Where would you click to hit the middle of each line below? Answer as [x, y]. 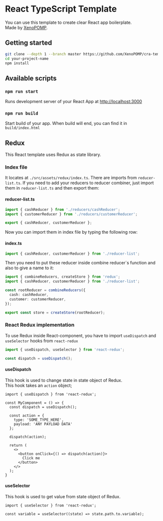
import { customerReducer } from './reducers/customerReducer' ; [71, 214]
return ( [18, 445]
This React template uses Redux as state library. [53, 155]
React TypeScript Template [61, 9]
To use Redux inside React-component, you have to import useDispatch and [81, 335]
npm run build [22, 113]
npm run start [22, 91]
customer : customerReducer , [38, 299]
